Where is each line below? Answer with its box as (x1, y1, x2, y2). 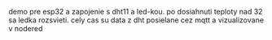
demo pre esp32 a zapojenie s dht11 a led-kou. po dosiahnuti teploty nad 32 (8, 7, 263, 16)
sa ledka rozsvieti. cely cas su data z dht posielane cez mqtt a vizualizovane (8, 15, 265, 25)
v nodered (8, 24, 43, 33)
